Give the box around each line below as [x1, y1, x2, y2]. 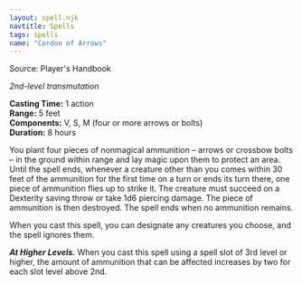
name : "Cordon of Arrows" [9, 38, 107, 48]
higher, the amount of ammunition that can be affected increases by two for [9, 257, 291, 268]
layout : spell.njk [9, 13, 79, 23]
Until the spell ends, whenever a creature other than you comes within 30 [9, 164, 283, 175]
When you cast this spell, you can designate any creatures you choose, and [9, 220, 292, 231]
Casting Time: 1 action [9, 99, 95, 109]
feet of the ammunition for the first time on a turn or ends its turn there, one [9, 174, 291, 185]
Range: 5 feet [9, 108, 61, 118]
